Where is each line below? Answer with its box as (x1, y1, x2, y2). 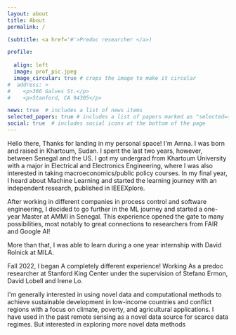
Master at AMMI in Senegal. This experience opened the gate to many (21, 212, 225, 221)
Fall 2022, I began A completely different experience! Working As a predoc (7, 261, 223, 270)
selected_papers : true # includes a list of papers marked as (7, 114, 193, 121)
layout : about (7, 10, 49, 18)
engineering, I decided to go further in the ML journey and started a (7, 205, 203, 213)
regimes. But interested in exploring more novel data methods (7, 320, 186, 328)
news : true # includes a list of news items (7, 107, 143, 114)
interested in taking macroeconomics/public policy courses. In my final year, (7, 169, 228, 177)
